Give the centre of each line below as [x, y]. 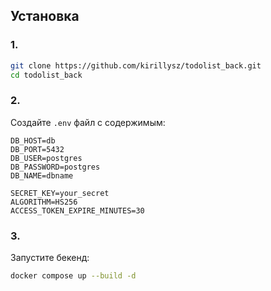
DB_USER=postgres [46, 158]
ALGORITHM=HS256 [44, 202]
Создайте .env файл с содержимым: [88, 122]
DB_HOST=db [33, 140]
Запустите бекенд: [50, 258]
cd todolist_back [46, 75]
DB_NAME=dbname [42, 175]
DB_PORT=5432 [37, 149]
